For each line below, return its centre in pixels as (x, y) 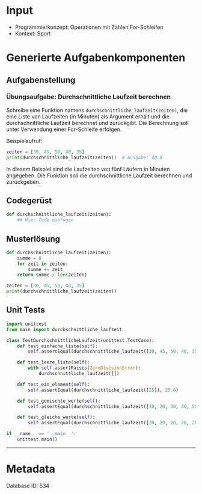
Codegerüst (29, 200)
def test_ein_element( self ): (54, 384)
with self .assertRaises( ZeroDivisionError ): (84, 368)
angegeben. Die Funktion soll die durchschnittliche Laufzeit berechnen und (99, 175)
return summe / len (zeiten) (52, 275)
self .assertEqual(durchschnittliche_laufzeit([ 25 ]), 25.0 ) (103, 390)
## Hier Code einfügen (45, 220)
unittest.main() (38, 439)
